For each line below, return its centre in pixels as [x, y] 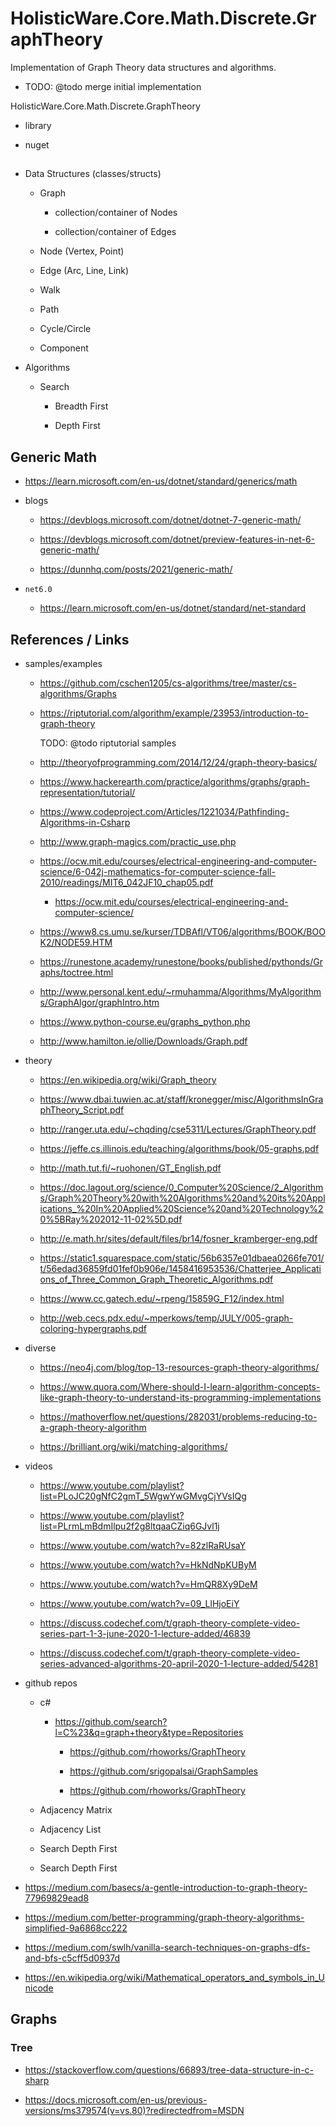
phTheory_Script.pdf [82, 1109]
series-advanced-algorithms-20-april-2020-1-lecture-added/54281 [178, 1663]
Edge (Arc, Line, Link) [84, 271]
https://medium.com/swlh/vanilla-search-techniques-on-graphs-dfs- [167, 1947]
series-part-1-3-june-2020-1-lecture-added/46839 [145, 1633]
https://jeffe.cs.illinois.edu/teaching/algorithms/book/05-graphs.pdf [179, 1148]
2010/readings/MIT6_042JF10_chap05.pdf [126, 882]
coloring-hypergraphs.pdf [93, 1328]
